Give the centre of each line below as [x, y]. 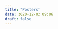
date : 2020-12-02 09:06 [29, 14]
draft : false [18, 19]
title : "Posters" [23, 10]
